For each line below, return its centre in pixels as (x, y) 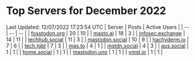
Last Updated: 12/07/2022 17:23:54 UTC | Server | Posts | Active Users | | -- (98, 27)
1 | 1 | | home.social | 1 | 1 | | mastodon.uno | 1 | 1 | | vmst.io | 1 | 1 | (84, 52)
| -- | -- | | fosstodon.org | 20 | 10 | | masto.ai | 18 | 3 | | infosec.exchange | (96, 33)
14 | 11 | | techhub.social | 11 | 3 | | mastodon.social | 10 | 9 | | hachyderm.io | (97, 39)
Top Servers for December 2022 (86, 11)
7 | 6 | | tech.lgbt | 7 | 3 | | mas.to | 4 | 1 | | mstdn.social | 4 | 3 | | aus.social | (97, 46)
